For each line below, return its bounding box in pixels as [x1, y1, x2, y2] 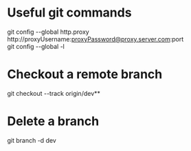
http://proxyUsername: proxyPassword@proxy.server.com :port [7, 34, 184, 43]
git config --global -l [7, 42, 65, 50]
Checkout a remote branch [7, 67, 163, 82]
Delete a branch [7, 114, 100, 129]
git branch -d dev [7, 136, 56, 144]
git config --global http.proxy [7, 28, 89, 36]
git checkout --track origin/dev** [7, 89, 101, 97]
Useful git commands [7, 5, 132, 21]
